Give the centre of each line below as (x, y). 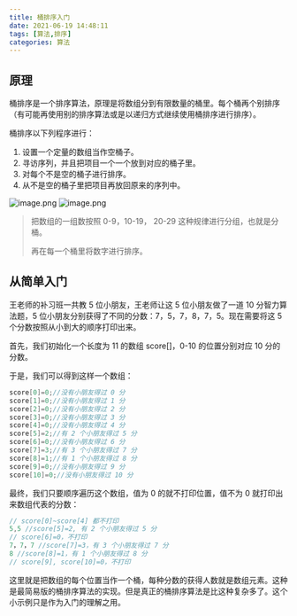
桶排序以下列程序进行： (52, 133)
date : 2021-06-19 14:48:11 (59, 26)
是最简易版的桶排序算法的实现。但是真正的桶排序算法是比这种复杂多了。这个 (148, 591)
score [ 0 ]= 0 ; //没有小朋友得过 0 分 (67, 392)
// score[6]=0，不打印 (48, 537)
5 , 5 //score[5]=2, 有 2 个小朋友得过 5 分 (83, 529)
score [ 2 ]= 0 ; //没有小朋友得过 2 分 (67, 409)
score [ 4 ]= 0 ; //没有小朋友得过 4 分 (67, 425)
